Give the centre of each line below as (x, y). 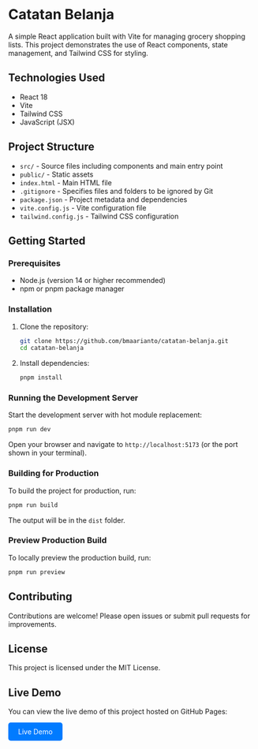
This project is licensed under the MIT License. (84, 668)
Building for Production (54, 473)
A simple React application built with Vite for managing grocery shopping (127, 36)
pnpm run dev (30, 430)
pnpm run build (33, 505)
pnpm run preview (37, 572)
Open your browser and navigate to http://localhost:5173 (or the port (123, 445)
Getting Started (47, 241)
